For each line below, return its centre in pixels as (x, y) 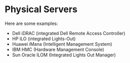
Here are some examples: (32, 23)
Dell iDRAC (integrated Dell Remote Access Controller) (69, 33)
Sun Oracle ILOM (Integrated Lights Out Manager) (64, 55)
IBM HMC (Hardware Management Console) (58, 49)
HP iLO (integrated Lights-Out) (44, 39)
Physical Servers (41, 9)
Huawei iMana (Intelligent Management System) (62, 44)
